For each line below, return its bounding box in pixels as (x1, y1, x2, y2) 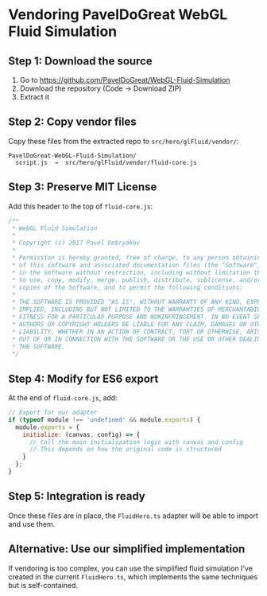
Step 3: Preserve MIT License (8, 181, 157, 194)
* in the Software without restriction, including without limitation (11, 268, 250, 276)
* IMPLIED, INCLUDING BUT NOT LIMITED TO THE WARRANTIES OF (11, 306, 215, 314)
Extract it (19, 92, 50, 101)
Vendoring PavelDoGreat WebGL (8, 6, 228, 24)
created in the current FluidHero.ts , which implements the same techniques (8, 571, 258, 582)
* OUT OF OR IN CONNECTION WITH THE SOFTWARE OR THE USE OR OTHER (11, 335, 237, 343)
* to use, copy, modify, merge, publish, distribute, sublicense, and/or (11, 276, 261, 284)
